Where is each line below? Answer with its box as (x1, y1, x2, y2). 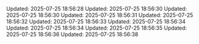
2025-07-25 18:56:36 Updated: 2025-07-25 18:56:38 (6, 31, 139, 38)
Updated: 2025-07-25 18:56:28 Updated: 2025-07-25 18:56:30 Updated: (6, 5, 187, 12)
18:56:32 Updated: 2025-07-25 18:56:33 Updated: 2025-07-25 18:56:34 (6, 18, 186, 25)
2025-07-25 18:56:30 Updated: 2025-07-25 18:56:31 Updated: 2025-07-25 (6, 11, 194, 19)
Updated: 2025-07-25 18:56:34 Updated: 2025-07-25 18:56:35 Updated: (6, 24, 187, 31)
